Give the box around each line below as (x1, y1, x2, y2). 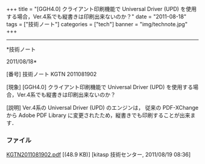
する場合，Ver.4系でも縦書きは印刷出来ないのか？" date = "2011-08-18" (6, 13, 187, 20)
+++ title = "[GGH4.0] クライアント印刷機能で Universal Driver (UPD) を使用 (6, 5, 197, 12)
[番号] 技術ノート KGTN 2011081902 (6, 71, 97, 77)
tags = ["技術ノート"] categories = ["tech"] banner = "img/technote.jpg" (6, 21, 188, 27)
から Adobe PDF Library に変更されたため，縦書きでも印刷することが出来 (6, 112, 191, 119)
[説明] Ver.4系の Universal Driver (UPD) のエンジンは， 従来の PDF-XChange (6, 104, 199, 111)
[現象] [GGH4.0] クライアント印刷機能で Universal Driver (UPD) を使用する (6, 84, 193, 90)
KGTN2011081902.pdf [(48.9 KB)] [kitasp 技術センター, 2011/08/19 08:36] (6, 151, 191, 159)
